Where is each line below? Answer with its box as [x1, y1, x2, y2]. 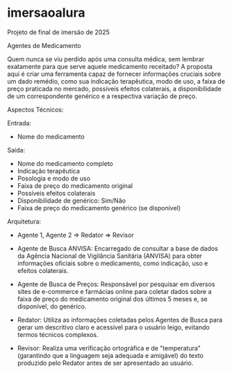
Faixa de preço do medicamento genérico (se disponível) [17, 203, 181, 212]
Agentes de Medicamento [7, 41, 81, 49]
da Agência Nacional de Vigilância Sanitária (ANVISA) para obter [17, 251, 203, 260]
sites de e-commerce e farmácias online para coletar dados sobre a [17, 287, 212, 295]
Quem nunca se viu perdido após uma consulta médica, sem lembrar [7, 54, 205, 63]
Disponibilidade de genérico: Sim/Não [17, 196, 126, 205]
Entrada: [7, 118, 31, 127]
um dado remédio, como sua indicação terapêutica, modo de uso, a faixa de [7, 77, 226, 85]
